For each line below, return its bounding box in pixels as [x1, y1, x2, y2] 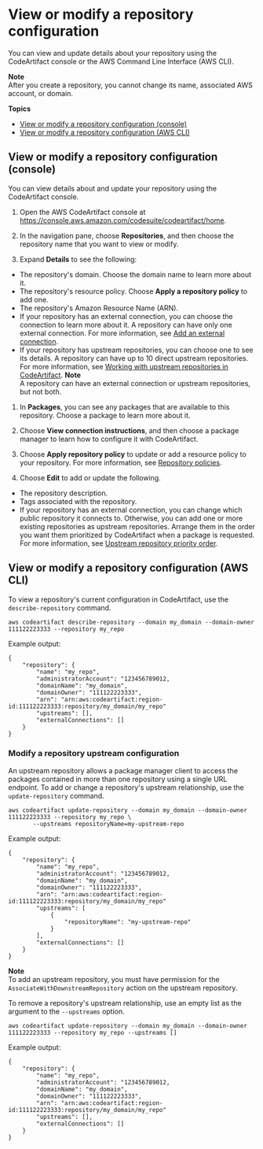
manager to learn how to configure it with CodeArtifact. [19, 434, 199, 443]
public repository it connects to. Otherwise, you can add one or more [19, 513, 243, 523]
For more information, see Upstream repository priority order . [19, 538, 218, 548]
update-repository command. [8, 791, 104, 800]
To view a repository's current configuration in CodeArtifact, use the [8, 595, 229, 604]
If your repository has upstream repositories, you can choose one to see [19, 345, 254, 354]
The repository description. [19, 488, 108, 498]
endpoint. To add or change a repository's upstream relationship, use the [8, 782, 245, 792]
